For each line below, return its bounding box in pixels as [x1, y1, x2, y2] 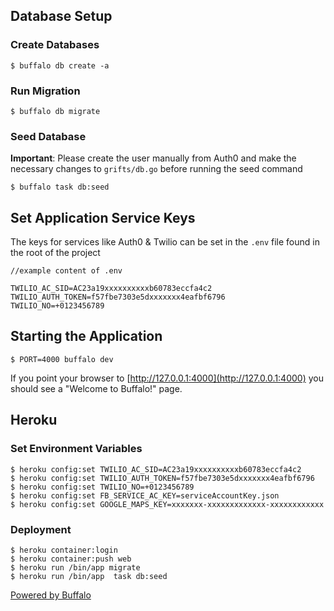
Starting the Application [10, 328, 163, 345]
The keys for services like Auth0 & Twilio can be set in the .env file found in [10, 236, 320, 248]
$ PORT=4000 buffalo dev [10, 354, 114, 364]
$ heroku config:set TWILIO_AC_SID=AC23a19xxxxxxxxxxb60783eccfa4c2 [10, 464, 302, 474]
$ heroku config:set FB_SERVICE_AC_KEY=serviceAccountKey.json [10, 490, 280, 501]
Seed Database [10, 129, 87, 143]
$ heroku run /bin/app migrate [10, 562, 141, 573]
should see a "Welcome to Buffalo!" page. [10, 382, 183, 394]
